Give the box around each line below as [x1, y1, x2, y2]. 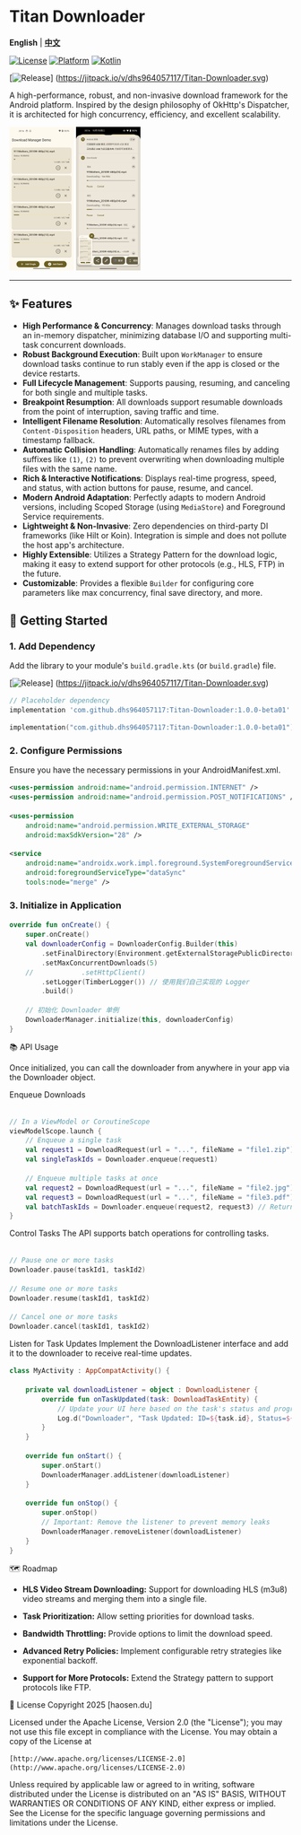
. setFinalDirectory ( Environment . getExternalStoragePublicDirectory [41, 948, 298, 957]
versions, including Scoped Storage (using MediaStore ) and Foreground [21, 501, 286, 512]
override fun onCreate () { [9, 921, 110, 930]
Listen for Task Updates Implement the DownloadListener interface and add [9, 1339, 289, 1350]
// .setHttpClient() [25, 967, 146, 977]
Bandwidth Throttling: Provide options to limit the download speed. [21, 1628, 273, 1638]
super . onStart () [41, 1461, 102, 1470]
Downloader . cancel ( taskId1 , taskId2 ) [9, 1322, 150, 1332]
